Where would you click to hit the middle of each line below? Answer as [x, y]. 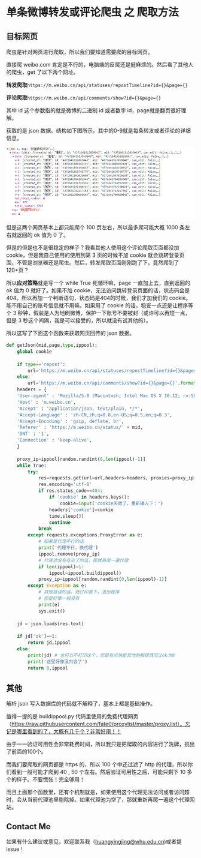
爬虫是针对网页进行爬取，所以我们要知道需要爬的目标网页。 [80, 52]
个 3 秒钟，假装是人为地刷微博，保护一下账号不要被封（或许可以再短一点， [98, 313]
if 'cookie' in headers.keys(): [89, 497]
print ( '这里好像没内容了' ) [58, 661]
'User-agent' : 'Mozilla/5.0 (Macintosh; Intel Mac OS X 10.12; [99, 396]
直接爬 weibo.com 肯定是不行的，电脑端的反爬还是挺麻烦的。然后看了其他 [97, 64]
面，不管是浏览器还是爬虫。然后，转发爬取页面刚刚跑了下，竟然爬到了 [93, 263]
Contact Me [28, 826]
